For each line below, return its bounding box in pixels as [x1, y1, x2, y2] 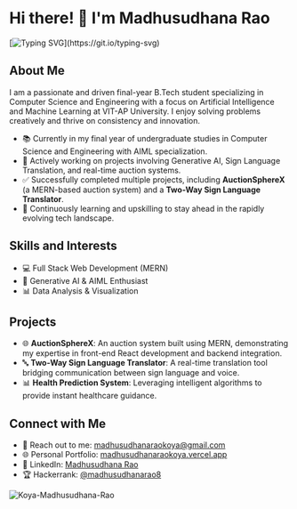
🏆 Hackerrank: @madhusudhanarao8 [21, 469, 162, 480]
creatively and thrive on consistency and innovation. [9, 115, 201, 125]
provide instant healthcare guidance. [21, 391, 157, 401]
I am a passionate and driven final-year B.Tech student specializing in [9, 86, 264, 97]
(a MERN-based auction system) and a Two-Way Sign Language [21, 184, 261, 195]
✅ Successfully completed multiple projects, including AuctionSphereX [21, 174, 285, 185]
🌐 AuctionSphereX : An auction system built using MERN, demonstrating [21, 338, 289, 349]
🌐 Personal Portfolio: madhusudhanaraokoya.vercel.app [21, 449, 228, 460]
